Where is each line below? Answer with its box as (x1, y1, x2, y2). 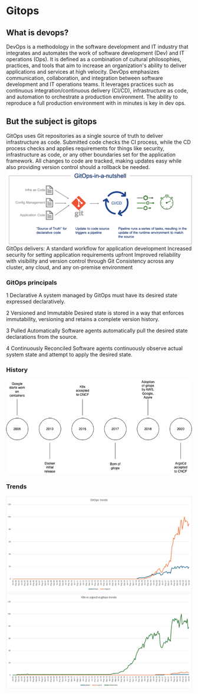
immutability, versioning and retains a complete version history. (6, 316, 160, 323)
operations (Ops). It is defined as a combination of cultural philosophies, (6, 56, 181, 62)
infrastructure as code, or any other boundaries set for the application (6, 151, 176, 158)
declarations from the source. (6, 333, 78, 341)
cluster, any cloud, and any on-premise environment (6, 264, 133, 271)
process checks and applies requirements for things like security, (6, 144, 165, 151)
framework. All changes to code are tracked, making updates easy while (6, 157, 181, 164)
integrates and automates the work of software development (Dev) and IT (6, 49, 184, 57)
